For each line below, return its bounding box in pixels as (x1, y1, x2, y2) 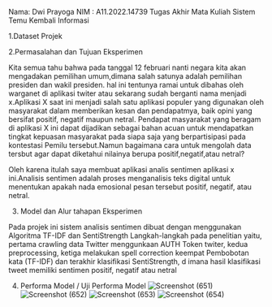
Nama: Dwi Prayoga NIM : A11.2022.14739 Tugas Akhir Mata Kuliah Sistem (8, 7, 256, 16)
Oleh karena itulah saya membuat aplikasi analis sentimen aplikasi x (8, 165, 235, 174)
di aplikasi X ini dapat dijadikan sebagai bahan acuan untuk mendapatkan (8, 123, 254, 132)
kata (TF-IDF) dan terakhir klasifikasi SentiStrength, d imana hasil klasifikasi (8, 257, 261, 266)
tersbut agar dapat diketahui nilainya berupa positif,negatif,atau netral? (8, 149, 245, 158)
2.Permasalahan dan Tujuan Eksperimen (8, 47, 144, 56)
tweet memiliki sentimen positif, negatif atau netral (8, 266, 177, 275)
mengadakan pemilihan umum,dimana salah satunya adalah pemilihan (8, 71, 242, 80)
